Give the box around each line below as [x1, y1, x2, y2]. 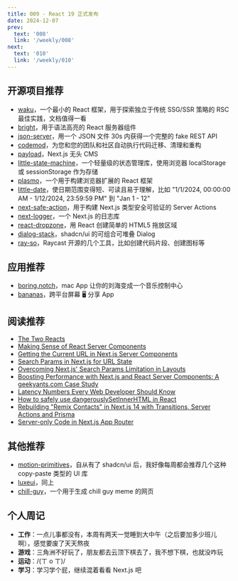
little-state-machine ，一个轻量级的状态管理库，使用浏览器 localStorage [17, 158, 226, 167]
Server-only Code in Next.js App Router [17, 417, 134, 427]
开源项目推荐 [7, 85, 64, 97]
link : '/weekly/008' [13, 37, 75, 44]
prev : [7, 23, 23, 31]
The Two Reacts [17, 335, 65, 343]
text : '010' [13, 50, 50, 58]
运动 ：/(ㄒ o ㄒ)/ [17, 556, 66, 565]
